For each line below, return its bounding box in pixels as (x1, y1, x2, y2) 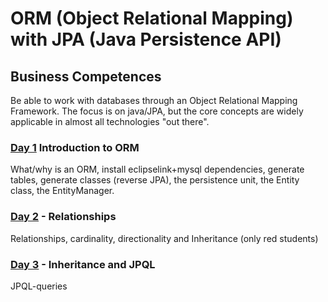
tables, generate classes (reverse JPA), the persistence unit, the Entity (10, 174, 300, 186)
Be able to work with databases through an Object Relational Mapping (10, 95, 298, 106)
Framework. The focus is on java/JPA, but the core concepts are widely (10, 105, 304, 117)
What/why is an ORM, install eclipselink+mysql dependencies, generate (10, 163, 305, 176)
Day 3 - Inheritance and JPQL (10, 257, 156, 271)
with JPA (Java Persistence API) (10, 28, 282, 51)
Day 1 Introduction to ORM (10, 140, 140, 154)
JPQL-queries (10, 280, 68, 292)
